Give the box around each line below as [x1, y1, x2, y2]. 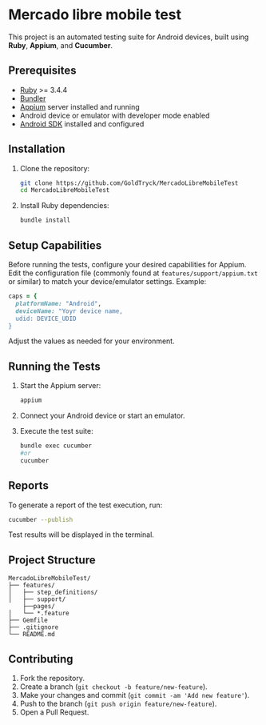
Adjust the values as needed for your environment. [8, 336, 175, 346]
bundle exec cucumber [19, 442, 92, 450]
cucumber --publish [8, 515, 73, 523]
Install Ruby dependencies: [19, 201, 109, 210]
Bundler [19, 94, 46, 103]
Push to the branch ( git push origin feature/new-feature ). [19, 699, 217, 708]
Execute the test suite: [19, 427, 93, 436]
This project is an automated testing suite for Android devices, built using [8, 32, 249, 42]
